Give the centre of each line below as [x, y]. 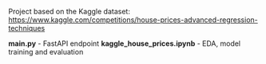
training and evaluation [46, 52]
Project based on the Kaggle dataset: [69, 11]
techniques [27, 28]
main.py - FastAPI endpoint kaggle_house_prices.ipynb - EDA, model [125, 43]
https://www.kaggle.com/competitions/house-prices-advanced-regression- [133, 20]
